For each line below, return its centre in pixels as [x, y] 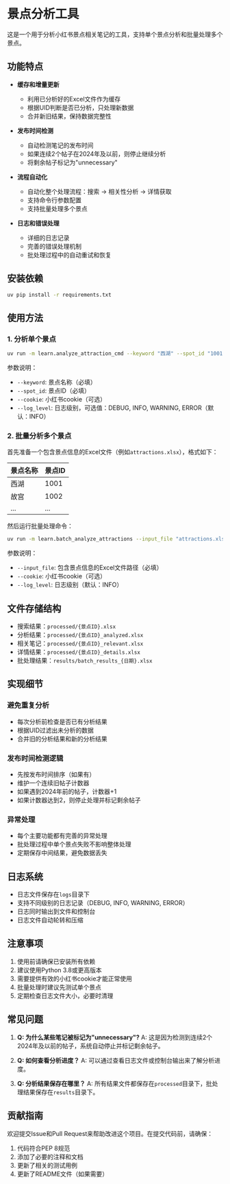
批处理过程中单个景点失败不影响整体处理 [74, 844]
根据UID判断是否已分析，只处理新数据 [80, 108]
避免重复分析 [28, 705]
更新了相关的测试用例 [47, 1165]
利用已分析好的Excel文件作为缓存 [74, 99]
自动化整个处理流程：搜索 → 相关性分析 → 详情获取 [100, 191]
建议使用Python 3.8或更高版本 [59, 970]
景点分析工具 [43, 14]
